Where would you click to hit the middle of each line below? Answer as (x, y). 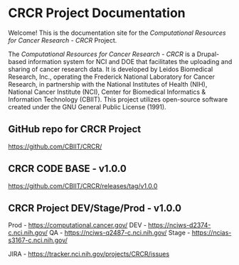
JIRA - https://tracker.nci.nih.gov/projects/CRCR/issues (89, 254)
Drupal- (208, 54)
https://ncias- (212, 233)
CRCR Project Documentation (97, 13)
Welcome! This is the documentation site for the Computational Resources (117, 33)
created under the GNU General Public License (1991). (87, 107)
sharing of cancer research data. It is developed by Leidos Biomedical (111, 69)
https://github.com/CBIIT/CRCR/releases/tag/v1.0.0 (83, 185)
